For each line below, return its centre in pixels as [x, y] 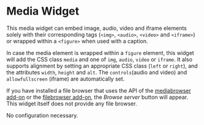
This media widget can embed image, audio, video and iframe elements [96, 28]
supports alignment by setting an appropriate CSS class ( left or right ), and [102, 66]
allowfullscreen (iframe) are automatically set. [66, 79]
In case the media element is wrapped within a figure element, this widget [100, 52]
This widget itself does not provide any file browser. [72, 103]
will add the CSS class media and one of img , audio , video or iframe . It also [100, 59]
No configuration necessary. [42, 115]
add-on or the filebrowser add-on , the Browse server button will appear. [97, 97]
